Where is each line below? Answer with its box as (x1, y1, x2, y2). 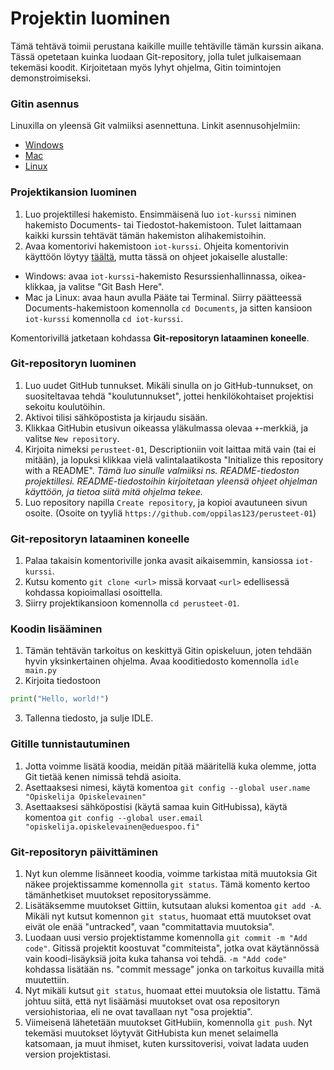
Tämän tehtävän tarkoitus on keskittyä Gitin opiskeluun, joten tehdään (24, 645, 313, 657)
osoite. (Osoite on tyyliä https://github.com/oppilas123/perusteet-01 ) (24, 507, 317, 519)
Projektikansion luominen (10, 185, 137, 199)
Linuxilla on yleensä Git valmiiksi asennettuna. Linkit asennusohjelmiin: (10, 120, 301, 132)
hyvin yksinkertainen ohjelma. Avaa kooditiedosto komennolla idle (24, 655, 300, 667)
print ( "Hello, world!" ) (10, 694, 110, 704)
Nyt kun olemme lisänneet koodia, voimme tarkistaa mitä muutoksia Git (24, 867, 318, 879)
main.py (24, 666, 57, 676)
